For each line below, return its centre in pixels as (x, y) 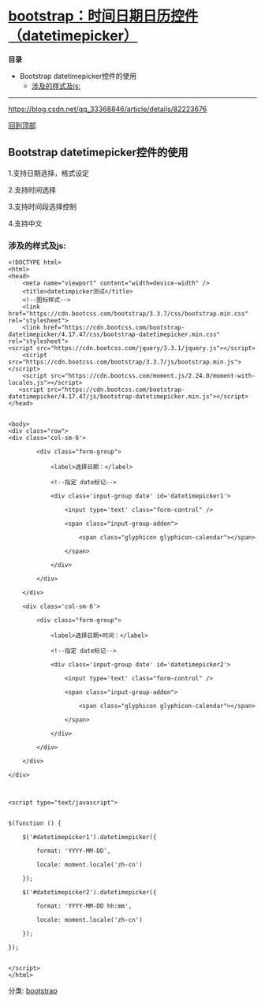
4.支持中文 (25, 223)
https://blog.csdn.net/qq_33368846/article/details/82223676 (108, 109)
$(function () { (35, 824)
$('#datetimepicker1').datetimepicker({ (90, 837)
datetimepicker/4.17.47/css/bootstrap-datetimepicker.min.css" (114, 335)
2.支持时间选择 (32, 189)
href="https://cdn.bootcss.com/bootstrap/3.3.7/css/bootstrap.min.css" (128, 314)
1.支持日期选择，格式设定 (49, 173)
